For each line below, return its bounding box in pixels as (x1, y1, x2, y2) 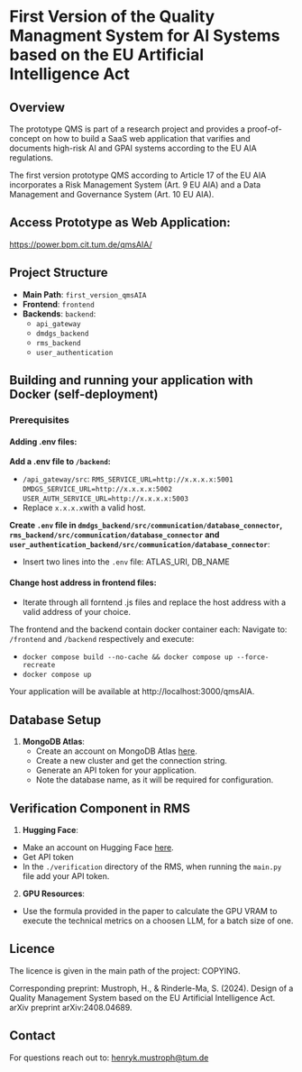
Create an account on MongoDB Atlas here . (35, 746, 198, 756)
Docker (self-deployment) (9, 387, 159, 402)
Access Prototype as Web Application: (9, 215, 232, 231)
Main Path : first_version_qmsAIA (22, 289, 147, 299)
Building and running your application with (9, 372, 254, 389)
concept (9, 133, 41, 143)
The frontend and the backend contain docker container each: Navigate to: (9, 624, 288, 635)
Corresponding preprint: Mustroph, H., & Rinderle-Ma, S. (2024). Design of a (9, 983, 294, 994)
